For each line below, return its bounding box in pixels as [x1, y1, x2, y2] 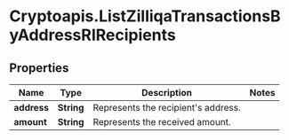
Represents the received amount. [92, 116, 231, 128]
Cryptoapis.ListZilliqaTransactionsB [9, 6, 282, 27]
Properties [9, 60, 69, 75]
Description [141, 87, 193, 98]
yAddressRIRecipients [9, 25, 176, 45]
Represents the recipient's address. [92, 102, 242, 113]
